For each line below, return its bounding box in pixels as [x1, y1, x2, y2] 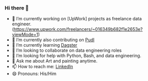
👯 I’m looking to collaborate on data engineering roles [11, 47, 122, 54]
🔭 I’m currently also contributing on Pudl [11, 37, 95, 43]
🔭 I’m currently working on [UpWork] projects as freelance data [11, 16, 142, 22]
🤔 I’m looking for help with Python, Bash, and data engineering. [11, 53, 142, 59]
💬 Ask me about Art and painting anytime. [11, 58, 98, 64]
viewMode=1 [11, 32, 38, 38]
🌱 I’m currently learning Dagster [11, 42, 78, 48]
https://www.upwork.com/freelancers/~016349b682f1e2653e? [13, 26, 143, 32]
